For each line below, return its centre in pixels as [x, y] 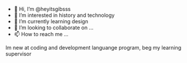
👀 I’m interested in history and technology [64, 15]
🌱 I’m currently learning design [51, 21]
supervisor [18, 54]
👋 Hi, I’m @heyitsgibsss [42, 9]
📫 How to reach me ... [41, 34]
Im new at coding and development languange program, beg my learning [93, 48]
